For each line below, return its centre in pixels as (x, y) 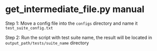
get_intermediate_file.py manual (75, 9)
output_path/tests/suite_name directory (47, 43)
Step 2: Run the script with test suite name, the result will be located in (79, 37)
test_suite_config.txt (29, 28)
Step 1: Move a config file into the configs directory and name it (71, 23)
